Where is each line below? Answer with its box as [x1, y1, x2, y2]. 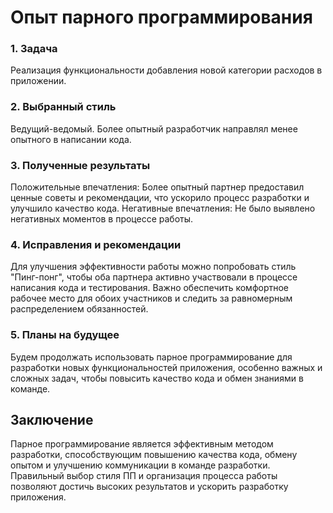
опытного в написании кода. [10, 133, 132, 145]
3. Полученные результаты [10, 158, 151, 172]
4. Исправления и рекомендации [10, 238, 182, 251]
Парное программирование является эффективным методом [10, 438, 274, 450]
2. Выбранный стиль [10, 100, 117, 114]
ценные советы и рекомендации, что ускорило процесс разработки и [10, 192, 310, 204]
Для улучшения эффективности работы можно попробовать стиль [10, 261, 297, 273]
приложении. [10, 75, 67, 87]
